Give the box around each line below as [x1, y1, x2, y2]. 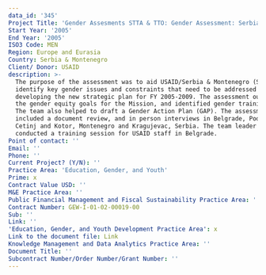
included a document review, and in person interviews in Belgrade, [15, 115, 246, 123]
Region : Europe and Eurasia [8, 48, 101, 56]
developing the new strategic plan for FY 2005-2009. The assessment [15, 93, 249, 101]
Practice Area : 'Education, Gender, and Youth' [8, 166, 169, 174]
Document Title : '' [8, 247, 73, 255]
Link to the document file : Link [8, 233, 119, 241]
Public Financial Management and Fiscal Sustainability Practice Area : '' [8, 196, 260, 204]
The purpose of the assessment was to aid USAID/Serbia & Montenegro [15, 78, 249, 86]
